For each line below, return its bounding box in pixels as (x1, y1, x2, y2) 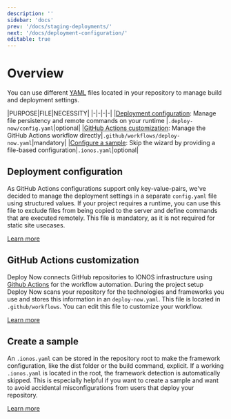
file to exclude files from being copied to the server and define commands (7, 206, 218, 214)
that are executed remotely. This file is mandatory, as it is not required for (7, 214, 215, 222)
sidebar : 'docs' (7, 17, 54, 24)
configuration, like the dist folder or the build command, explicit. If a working (7, 361, 224, 370)
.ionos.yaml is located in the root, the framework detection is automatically (7, 369, 221, 377)
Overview (7, 66, 64, 82)
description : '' (7, 10, 54, 17)
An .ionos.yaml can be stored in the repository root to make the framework (7, 354, 221, 362)
